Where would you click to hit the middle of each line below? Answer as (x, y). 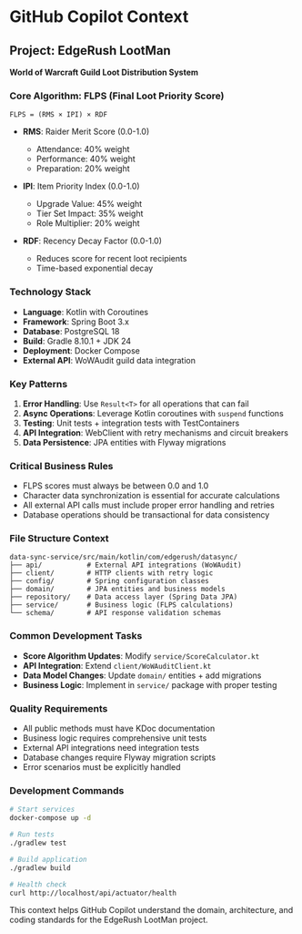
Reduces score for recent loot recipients (111, 259)
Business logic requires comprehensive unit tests (115, 738)
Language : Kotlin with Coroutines (85, 312)
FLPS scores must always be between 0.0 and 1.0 (116, 486)
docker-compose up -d (50, 818)
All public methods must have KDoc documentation (119, 729)
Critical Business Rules (61, 466)
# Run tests (32, 835)
